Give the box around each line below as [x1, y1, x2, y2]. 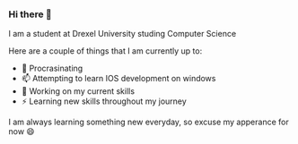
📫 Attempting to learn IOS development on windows [21, 73, 216, 84]
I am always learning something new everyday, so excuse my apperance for [8, 116, 289, 128]
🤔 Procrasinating [21, 63, 83, 74]
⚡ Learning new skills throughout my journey [21, 96, 188, 106]
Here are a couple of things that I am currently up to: [8, 46, 203, 56]
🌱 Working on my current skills [21, 86, 136, 97]
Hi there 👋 [8, 8, 53, 21]
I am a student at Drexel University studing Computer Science [8, 29, 237, 39]
